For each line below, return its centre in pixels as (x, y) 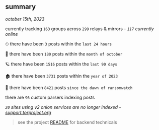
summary (21, 7)
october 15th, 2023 (25, 19)
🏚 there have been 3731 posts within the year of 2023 (62, 76)
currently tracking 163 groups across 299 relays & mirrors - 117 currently (80, 29)
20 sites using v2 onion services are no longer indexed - (63, 107)
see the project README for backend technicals (67, 122)
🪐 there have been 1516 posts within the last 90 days (61, 64)
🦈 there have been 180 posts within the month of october (64, 54)
